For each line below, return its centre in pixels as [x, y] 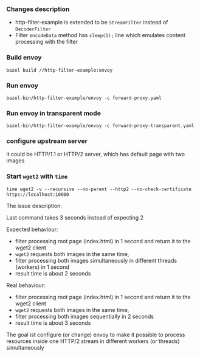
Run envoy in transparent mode [54, 113]
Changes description [38, 9]
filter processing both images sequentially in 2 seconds [84, 316]
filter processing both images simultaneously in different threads [96, 260]
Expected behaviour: [32, 229]
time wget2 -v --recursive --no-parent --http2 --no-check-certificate [99, 189]
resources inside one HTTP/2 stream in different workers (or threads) [93, 341]
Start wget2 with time [37, 176]
